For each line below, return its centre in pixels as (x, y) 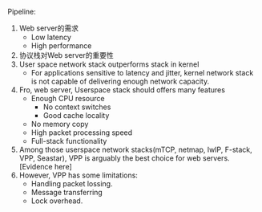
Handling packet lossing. (72, 183)
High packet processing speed (82, 132)
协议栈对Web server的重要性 (66, 55)
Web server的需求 (49, 28)
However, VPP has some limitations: (78, 175)
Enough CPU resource (68, 98)
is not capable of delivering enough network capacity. (120, 81)
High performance (61, 46)
